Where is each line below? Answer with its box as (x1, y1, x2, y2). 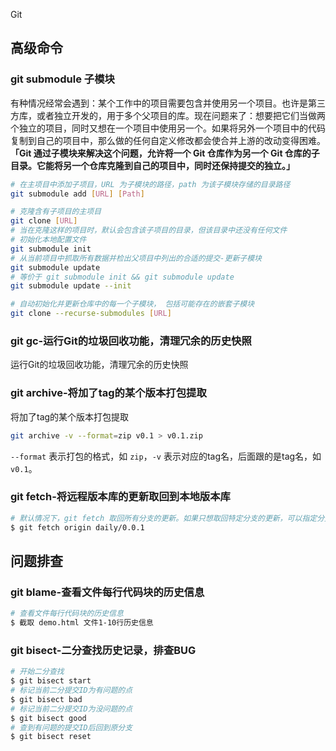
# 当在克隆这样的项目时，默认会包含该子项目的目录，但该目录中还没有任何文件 (10, 225, 288, 236)
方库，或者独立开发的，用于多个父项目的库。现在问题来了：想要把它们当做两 (10, 109, 326, 121)
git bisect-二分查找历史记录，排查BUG (10, 643, 197, 657)
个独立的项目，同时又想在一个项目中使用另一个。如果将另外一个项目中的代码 (10, 122, 326, 134)
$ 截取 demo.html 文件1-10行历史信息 (10, 618, 154, 628)
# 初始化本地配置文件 (10, 235, 87, 245)
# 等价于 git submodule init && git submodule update (10, 272, 235, 282)
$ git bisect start (10, 676, 92, 686)
